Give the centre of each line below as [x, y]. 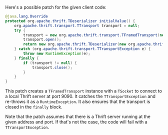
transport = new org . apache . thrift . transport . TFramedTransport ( [91, 35]
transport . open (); [42, 39]
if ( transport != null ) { [50, 63]
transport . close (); [52, 67]
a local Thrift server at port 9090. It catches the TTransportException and [80, 96]
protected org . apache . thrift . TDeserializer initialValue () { [70, 21]
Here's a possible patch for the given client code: [56, 7]
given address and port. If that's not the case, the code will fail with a [76, 122]
